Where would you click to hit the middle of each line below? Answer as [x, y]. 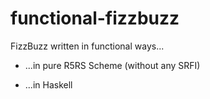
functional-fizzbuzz [95, 18]
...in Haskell [48, 84]
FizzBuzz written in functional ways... [87, 46]
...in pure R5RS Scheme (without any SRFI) [112, 65]
